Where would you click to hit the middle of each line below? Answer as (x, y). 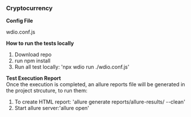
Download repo (33, 55)
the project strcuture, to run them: (47, 91)
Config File (20, 21)
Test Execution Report (34, 78)
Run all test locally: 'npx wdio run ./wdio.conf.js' (72, 67)
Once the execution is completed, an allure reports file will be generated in (95, 84)
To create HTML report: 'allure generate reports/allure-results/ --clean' (100, 102)
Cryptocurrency (29, 8)
